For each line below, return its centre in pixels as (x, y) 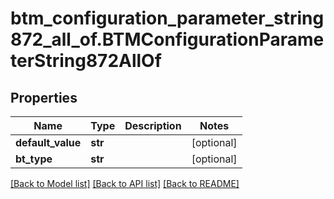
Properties (44, 97)
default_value (48, 142)
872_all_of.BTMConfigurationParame (167, 39)
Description (153, 125)
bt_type (34, 159)
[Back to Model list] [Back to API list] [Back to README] (125, 183)
